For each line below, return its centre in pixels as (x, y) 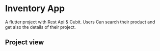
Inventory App (35, 8)
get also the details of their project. (40, 27)
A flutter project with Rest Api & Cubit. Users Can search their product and (80, 22)
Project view (25, 42)
